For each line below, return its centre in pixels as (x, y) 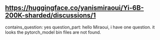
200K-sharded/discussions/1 (50, 16)
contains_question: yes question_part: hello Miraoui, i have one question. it (80, 27)
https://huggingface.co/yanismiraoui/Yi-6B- (74, 8)
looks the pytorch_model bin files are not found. (53, 32)
